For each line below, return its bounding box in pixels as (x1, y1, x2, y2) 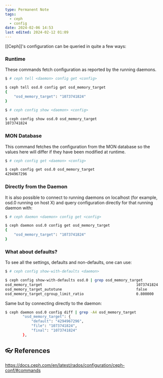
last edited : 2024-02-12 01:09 (5, 30, 69, 35)
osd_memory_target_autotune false (5, 287, 147, 292)
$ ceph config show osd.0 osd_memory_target (5, 116, 97, 121)
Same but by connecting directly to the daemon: (5, 300, 102, 306)
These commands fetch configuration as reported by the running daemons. (5, 67, 157, 72)
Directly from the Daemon (5, 183, 67, 190)
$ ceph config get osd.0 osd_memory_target (5, 167, 95, 172)
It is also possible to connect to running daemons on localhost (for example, (5, 194, 158, 200)
